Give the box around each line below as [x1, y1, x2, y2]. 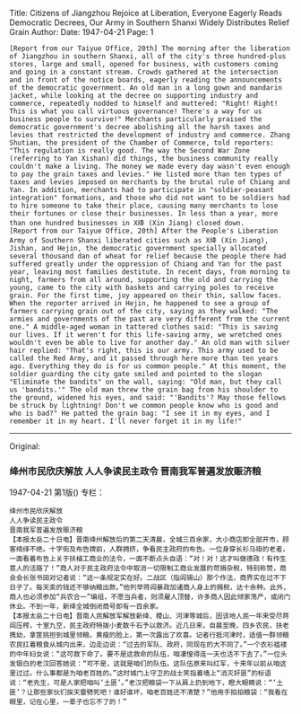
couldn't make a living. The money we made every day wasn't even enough [9, 162, 291, 171]
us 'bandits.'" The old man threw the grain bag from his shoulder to [9, 385, 279, 394]
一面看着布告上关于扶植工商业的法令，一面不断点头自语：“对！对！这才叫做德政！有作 [9, 554, 280, 564]
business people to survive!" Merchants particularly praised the [9, 115, 262, 124]
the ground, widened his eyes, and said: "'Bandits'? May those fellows [9, 393, 287, 402]
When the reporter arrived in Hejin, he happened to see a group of [9, 299, 271, 308]
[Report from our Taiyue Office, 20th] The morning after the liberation [9, 44, 291, 53]
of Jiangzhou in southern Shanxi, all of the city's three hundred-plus [9, 52, 287, 61]
